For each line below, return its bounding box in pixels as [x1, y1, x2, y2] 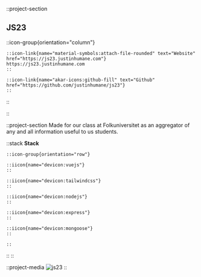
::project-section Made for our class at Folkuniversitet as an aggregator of [6, 121, 190, 129]
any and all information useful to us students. [6, 128, 119, 135]
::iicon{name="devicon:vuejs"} [6, 161, 85, 168]
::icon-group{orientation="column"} [6, 39, 95, 46]
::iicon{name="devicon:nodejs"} [6, 194, 88, 200]
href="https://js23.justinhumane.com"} [6, 56, 107, 62]
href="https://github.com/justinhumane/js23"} [6, 82, 126, 88]
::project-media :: [6, 263, 68, 271]
